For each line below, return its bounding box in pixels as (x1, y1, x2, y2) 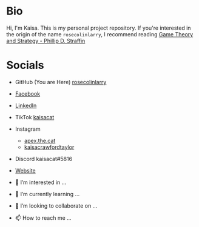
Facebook (15, 90, 41, 97)
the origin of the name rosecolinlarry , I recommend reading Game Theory (6, 30, 194, 38)
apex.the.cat (24, 137, 56, 144)
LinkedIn (15, 102, 37, 109)
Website (15, 166, 36, 174)
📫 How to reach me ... (15, 214, 72, 222)
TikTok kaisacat (15, 113, 55, 120)
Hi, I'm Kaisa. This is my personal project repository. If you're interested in (6, 24, 191, 31)
